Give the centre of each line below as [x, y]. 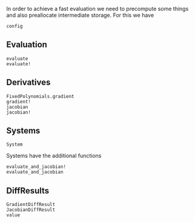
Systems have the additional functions [54, 156]
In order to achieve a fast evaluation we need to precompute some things [97, 9]
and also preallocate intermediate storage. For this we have [80, 15]
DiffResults [28, 191]
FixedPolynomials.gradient [40, 96]
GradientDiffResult [31, 205]
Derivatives [28, 82]
